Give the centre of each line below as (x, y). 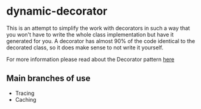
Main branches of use (48, 78)
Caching (26, 99)
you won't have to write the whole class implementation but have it (90, 34)
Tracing (25, 93)
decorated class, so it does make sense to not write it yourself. (85, 47)
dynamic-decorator (57, 11)
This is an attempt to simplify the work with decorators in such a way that (98, 28)
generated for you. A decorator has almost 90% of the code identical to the (101, 41)
